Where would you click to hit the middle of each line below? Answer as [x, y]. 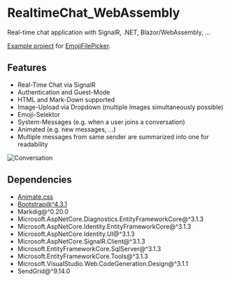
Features [27, 68]
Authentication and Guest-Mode [64, 92]
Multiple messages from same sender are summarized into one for [113, 136]
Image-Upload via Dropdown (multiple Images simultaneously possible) [120, 107]
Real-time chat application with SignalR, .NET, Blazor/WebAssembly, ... [109, 32]
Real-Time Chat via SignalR [56, 85]
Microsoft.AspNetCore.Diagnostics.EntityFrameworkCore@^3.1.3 [110, 219]
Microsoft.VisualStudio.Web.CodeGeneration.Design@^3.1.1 [103, 263]
